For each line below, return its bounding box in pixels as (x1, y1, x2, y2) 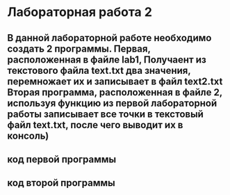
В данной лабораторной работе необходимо (7, 32, 212, 44)
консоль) (7, 130, 49, 141)
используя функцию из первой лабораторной (7, 97, 217, 109)
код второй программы (7, 177, 116, 189)
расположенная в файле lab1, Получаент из (7, 54, 206, 65)
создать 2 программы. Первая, (7, 42, 151, 54)
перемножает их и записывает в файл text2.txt (7, 75, 223, 87)
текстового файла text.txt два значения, (7, 64, 191, 77)
